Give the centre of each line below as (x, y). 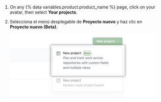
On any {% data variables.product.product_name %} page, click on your (82, 7)
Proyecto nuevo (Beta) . (34, 27)
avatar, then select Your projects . (43, 12)
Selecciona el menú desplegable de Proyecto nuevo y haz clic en (76, 22)
